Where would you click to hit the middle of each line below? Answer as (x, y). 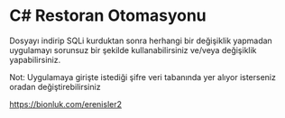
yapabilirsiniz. (35, 59)
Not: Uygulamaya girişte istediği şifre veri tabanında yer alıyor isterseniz (143, 77)
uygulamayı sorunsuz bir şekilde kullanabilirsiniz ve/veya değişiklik (133, 50)
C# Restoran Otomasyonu (108, 16)
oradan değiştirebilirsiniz (55, 86)
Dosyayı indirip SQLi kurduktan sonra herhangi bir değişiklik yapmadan (141, 41)
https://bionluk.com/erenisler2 (66, 104)
